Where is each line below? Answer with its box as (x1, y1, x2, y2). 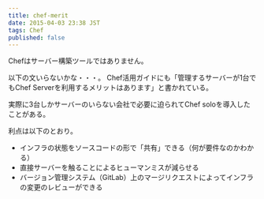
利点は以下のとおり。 (8, 126, 77, 136)
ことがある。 (8, 110, 50, 119)
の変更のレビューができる (19, 182, 103, 192)
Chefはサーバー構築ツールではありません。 (8, 56, 148, 66)
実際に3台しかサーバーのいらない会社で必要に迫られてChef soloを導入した (8, 99, 251, 109)
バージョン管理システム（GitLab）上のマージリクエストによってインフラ (19, 173, 255, 182)
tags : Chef (8, 26, 44, 34)
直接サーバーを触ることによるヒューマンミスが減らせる (19, 163, 199, 172)
